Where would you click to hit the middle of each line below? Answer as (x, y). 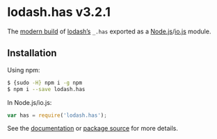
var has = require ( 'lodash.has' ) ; (57, 115)
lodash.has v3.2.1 (59, 12)
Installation (32, 53)
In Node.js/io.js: (30, 102)
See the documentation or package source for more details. (93, 129)
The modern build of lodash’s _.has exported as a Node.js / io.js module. (109, 31)
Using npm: (24, 69)
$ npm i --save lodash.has (46, 89)
